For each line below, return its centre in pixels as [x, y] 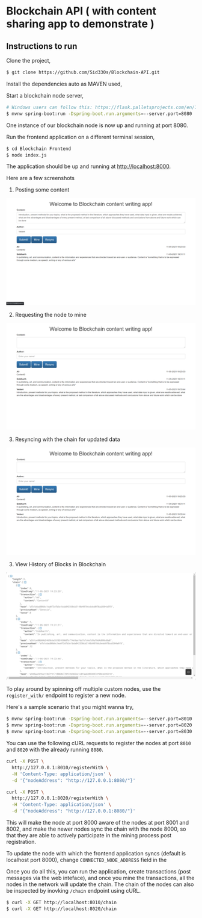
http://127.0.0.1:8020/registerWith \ [60, 798]
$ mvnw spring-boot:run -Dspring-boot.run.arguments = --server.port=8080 [99, 114]
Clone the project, [29, 61]
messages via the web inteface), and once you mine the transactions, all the [100, 878]
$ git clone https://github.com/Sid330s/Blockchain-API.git [83, 72]
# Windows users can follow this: [50, 107]
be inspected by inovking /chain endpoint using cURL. [74, 891]
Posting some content [42, 190]
